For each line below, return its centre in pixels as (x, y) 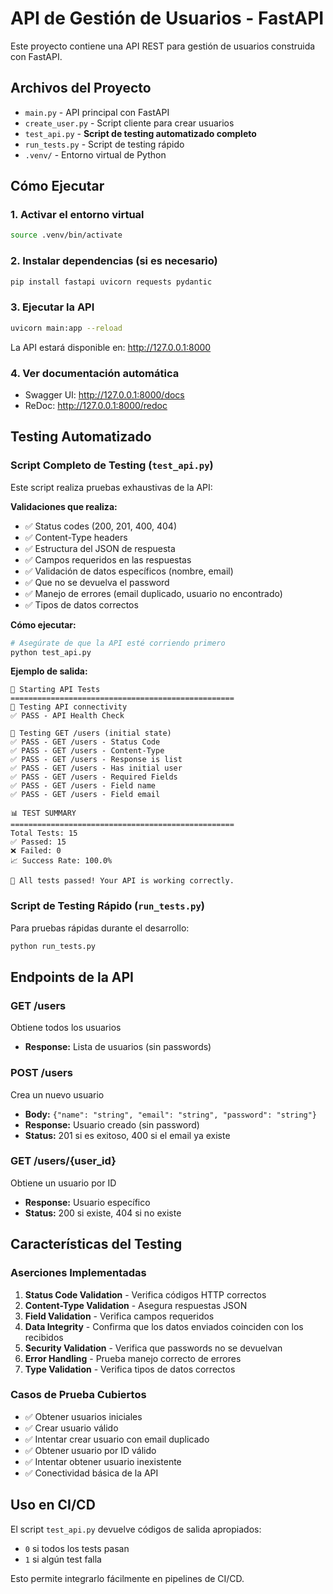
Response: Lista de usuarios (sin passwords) (118, 1047)
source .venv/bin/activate (66, 235)
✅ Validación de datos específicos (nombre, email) (129, 571)
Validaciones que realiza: (64, 506)
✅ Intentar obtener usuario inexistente (103, 1461)
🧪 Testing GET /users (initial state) (91, 733)
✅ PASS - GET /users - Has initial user (96, 768)
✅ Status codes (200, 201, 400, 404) (101, 526)
